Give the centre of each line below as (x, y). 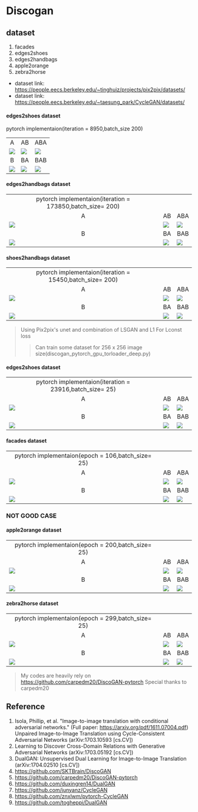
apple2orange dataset (34, 530)
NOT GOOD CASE (32, 516)
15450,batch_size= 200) (83, 280)
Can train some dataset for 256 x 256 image (89, 348)
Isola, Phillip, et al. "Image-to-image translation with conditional (92, 721)
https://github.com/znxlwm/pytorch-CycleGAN (71, 796)
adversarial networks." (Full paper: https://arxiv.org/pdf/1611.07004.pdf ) (101, 727)
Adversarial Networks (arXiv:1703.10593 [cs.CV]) (74, 739)
